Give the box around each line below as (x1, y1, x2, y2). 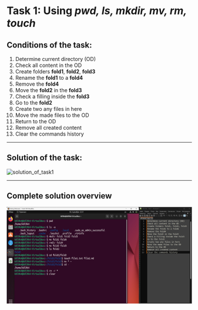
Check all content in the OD (15, 62, 82, 69)
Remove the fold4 (15, 80, 59, 87)
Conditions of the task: (6, 40, 92, 50)
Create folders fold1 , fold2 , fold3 (15, 68, 96, 75)
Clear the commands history (15, 130, 84, 137)
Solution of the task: (6, 153, 83, 163)
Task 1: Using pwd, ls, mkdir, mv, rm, (6, 4, 187, 18)
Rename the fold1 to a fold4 (15, 75, 83, 81)
